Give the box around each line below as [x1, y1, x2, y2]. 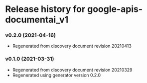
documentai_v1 [5, 14, 69, 25]
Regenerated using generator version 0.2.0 [12, 72, 101, 78]
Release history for [5, 3, 86, 15]
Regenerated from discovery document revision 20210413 [12, 43, 132, 49]
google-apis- [87, 3, 143, 15]
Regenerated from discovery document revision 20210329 [12, 67, 133, 73]
